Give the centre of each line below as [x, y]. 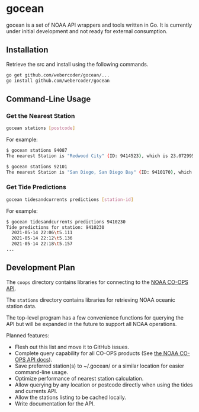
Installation [27, 50]
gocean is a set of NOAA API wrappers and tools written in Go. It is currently [99, 25]
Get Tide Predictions [36, 187]
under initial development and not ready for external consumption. [87, 31]
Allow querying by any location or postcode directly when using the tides [104, 385]
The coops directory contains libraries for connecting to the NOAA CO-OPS [97, 282]
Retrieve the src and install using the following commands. [77, 64]
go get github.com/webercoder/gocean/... [58, 75]
